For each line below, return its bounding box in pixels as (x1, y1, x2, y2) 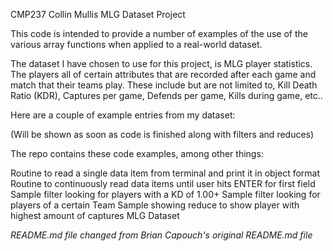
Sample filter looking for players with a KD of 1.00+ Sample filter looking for (10, 189, 321, 200)
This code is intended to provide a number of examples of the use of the (10, 28, 308, 39)
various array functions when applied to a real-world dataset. (10, 39, 263, 50)
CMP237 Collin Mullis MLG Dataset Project (10, 9, 186, 20)
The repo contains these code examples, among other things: (10, 148, 264, 159)
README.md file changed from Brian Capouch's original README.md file (10, 229, 313, 241)
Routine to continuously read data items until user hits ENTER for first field (10, 178, 316, 189)
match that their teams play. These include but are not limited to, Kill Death (10, 79, 318, 91)
